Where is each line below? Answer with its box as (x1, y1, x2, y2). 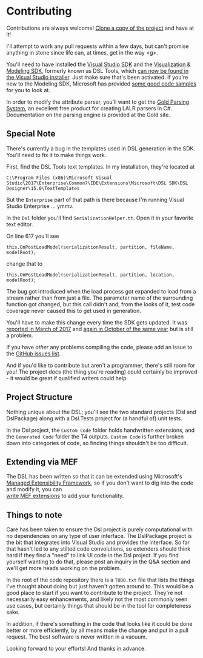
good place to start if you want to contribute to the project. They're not (6, 589, 183, 597)
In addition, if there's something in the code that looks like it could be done (6, 620, 193, 628)
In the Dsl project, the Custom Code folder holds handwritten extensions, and (6, 426, 195, 434)
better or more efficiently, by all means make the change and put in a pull (6, 626, 189, 634)
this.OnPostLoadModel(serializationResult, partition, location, (6, 272, 175, 278)
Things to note (6, 509, 62, 520)
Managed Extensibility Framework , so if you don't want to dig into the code (6, 479, 194, 486)
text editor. (6, 220, 33, 228)
